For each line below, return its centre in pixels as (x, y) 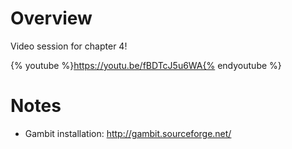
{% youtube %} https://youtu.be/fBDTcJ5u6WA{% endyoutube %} (146, 65)
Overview (51, 18)
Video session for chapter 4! (69, 46)
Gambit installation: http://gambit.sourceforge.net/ (128, 133)
